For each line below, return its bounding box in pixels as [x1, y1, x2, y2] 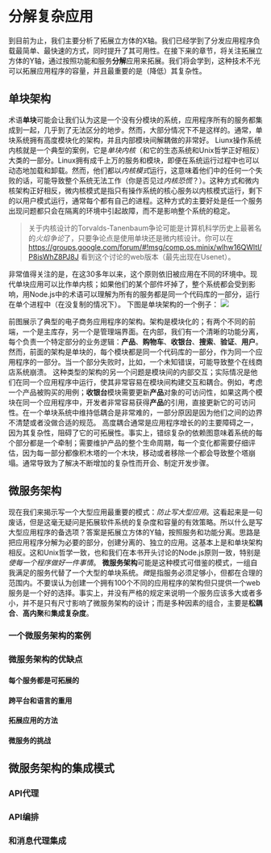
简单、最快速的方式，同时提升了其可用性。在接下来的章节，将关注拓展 [22, 45, 256, 55]
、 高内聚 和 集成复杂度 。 [15, 608, 94, 618]
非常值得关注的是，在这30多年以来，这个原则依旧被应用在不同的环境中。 [8, 268, 251, 279]
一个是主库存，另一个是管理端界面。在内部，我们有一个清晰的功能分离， [22, 327, 263, 336]
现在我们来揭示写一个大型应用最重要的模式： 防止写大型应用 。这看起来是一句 [8, 507, 263, 517]
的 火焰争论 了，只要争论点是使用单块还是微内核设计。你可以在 [27, 233, 234, 243]
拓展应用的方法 [8, 716, 58, 725]
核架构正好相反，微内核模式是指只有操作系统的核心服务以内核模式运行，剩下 [8, 185, 263, 195]
